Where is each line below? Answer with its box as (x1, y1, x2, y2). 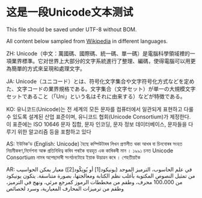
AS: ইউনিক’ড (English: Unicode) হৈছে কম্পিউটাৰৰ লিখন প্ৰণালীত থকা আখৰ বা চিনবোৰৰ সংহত (6, 140, 183, 147)
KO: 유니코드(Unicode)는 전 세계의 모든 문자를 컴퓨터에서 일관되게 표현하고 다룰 (6, 105, 194, 113)
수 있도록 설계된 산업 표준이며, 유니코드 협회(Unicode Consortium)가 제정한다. (6, 113, 191, 120)
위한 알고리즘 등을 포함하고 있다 (17, 128, 91, 135)
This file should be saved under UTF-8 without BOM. (6, 25, 137, 33)
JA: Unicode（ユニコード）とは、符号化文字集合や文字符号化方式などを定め (6, 78, 195, 85)
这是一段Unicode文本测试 (6, 5, 133, 19)
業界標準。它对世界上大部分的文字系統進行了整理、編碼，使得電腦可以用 (11, 57, 191, 64)
